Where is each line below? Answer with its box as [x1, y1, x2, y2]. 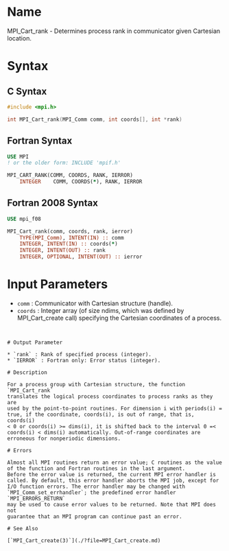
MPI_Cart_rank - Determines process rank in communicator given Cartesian [7, 27, 221, 35]
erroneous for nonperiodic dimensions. [7, 435, 121, 442]
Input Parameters [7, 277, 108, 292]
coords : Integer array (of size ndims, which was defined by [16, 307, 184, 314]
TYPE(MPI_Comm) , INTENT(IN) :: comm [19, 234, 125, 241]
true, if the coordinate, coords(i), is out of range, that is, [7, 411, 195, 418]
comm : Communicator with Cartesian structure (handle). [16, 299, 173, 307]
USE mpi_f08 [7, 215, 41, 222]
